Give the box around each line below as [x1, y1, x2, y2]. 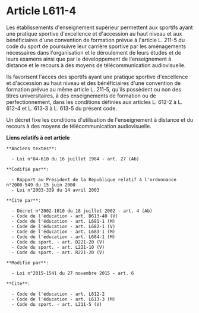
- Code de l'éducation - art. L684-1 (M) [11, 233, 116, 240]
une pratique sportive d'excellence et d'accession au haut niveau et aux [6, 30, 182, 37]
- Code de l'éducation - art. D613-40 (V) [11, 213, 118, 219]
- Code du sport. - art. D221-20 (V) [11, 239, 105, 245]
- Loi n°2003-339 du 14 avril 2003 [11, 187, 100, 193]
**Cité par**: [6, 197, 42, 203]
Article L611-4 [6, 4, 77, 18]
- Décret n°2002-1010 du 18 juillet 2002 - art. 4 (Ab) [11, 208, 153, 214]
